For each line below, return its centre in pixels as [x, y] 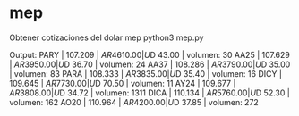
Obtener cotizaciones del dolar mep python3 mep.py [107, 37]
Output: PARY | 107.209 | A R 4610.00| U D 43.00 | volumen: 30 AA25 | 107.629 [150, 54]
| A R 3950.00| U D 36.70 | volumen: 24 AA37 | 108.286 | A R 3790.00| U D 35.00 [150, 64]
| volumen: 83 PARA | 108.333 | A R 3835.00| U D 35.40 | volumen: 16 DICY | [145, 73]
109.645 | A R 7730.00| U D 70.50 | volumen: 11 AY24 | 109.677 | [123, 83]
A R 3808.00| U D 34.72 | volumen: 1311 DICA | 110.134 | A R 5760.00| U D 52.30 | [150, 93]
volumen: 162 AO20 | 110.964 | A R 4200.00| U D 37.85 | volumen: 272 [134, 102]
